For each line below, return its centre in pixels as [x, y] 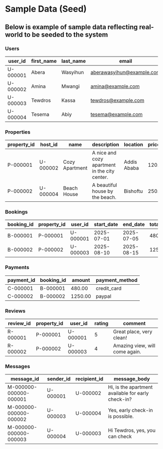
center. [100, 177]
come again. [127, 352]
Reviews [15, 311]
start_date [106, 224]
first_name [44, 61]
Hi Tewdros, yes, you [132, 430]
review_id [19, 324]
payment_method [117, 280]
